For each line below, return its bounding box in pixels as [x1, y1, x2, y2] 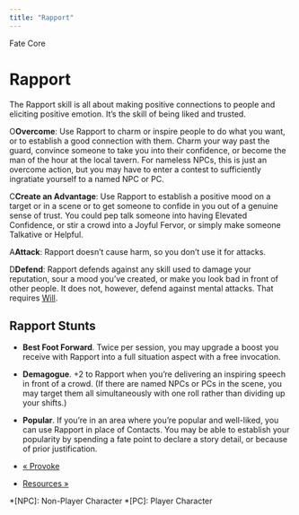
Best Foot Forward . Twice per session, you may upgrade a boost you [22, 342, 279, 353]
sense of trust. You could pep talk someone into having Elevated [9, 210, 248, 221]
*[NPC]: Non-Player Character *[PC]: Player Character [9, 495, 213, 507]
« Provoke [22, 461, 60, 472]
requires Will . [9, 292, 58, 303]
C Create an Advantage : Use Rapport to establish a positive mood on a [9, 190, 271, 202]
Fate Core [9, 38, 47, 48]
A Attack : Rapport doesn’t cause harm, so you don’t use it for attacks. [9, 246, 267, 257]
